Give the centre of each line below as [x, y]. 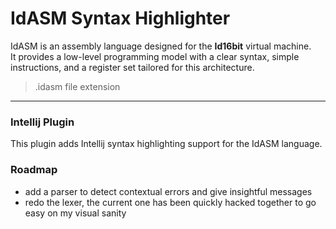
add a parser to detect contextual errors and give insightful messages [168, 191]
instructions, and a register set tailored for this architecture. [132, 67]
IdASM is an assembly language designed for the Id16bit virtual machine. [161, 46]
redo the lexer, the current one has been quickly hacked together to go [170, 202]
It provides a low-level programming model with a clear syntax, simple [155, 56]
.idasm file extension [77, 86]
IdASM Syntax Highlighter [120, 18]
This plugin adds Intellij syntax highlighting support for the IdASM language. [166, 144]
